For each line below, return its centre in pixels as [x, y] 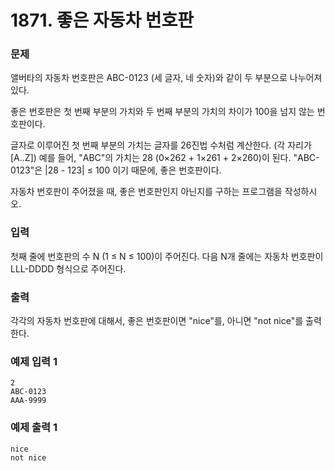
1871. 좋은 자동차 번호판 [102, 20]
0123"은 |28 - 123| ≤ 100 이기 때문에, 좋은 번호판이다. [116, 170]
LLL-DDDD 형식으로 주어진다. [68, 268]
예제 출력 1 [34, 428]
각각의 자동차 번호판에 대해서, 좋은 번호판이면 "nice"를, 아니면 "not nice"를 [157, 321]
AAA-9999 [28, 401]
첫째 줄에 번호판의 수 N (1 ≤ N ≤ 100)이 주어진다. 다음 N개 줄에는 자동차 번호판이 [167, 256]
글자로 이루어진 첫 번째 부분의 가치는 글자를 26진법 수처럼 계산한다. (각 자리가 [161, 145]
